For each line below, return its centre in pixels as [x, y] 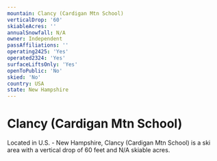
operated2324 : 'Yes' [37, 58]
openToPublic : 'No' [35, 71]
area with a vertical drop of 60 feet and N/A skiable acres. [89, 150]
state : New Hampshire [38, 90]
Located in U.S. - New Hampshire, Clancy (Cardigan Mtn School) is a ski [109, 143]
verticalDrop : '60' [35, 20]
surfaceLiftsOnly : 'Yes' [42, 64]
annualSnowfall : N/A [37, 33]
